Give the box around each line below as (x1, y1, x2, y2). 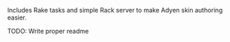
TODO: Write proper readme (7, 27, 89, 35)
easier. (7, 13, 27, 22)
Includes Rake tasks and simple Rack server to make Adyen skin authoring (7, 6, 223, 14)
